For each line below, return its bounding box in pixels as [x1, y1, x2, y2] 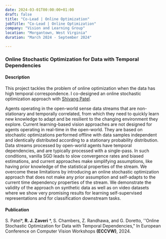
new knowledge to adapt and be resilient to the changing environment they [5, 116, 159, 122]
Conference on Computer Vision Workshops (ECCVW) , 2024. [5, 228, 131, 234]
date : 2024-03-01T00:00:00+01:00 [5, 7, 74, 12]
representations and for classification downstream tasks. [5, 195, 121, 201]
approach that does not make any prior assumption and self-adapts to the [5, 174, 156, 180]
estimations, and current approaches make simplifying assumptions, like [5, 159, 153, 164]
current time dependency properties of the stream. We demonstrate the [5, 179, 152, 185]
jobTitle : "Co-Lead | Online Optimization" [5, 21, 97, 26]
